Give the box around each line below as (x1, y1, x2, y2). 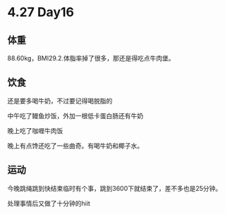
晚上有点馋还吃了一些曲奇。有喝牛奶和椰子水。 (7, 141, 143, 150)
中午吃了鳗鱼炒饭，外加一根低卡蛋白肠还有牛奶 (7, 111, 143, 120)
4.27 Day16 (7, 4, 75, 20)
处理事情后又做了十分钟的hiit (7, 199, 90, 208)
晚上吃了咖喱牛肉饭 (7, 126, 63, 134)
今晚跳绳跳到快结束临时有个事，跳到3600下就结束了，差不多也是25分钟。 (7, 184, 222, 192)
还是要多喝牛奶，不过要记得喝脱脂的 (7, 96, 113, 105)
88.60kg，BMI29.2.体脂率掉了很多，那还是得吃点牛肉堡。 (7, 54, 175, 62)
